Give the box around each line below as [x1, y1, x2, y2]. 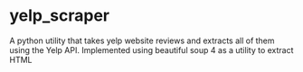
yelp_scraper [9, 5, 110, 26]
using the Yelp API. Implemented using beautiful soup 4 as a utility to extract [9, 44, 294, 55]
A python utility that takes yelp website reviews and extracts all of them [9, 35, 275, 46]
